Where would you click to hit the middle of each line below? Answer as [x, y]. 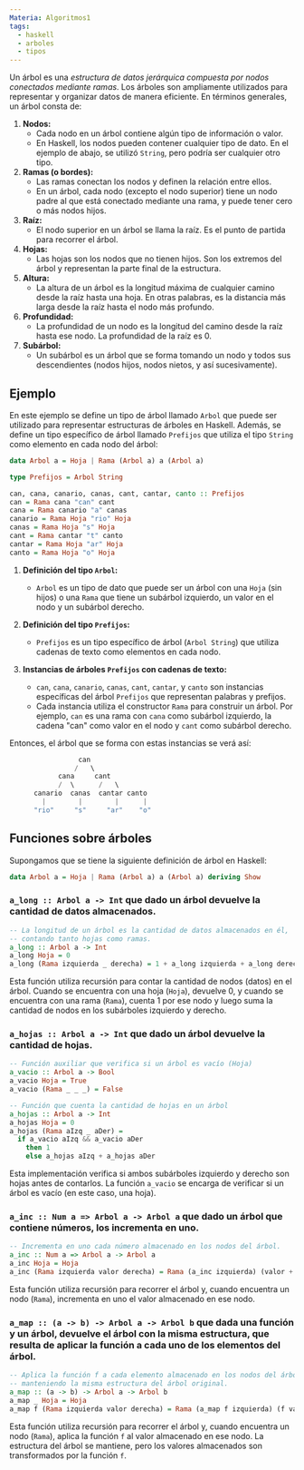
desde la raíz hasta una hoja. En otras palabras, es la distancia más [161, 298]
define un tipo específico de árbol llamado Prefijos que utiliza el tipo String [152, 434]
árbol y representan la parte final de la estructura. [128, 269]
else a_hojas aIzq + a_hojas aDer [90, 1156]
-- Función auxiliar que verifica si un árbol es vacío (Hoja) [131, 1064]
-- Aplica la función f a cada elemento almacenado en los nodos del [143, 1376]
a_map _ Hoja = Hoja [48, 1400]
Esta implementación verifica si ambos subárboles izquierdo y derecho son [149, 1174]
